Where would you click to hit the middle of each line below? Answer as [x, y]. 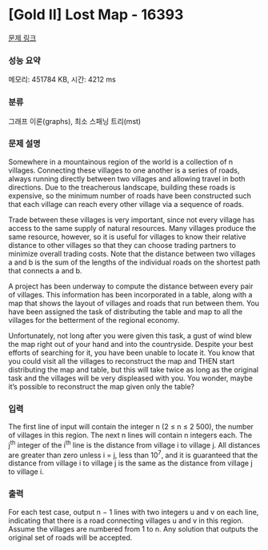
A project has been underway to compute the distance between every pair [131, 286]
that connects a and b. [45, 270]
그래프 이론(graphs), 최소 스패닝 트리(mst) [75, 121]
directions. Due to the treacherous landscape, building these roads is [122, 187]
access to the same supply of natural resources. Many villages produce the [132, 228]
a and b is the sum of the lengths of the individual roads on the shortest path [134, 262]
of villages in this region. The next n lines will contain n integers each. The [130, 435]
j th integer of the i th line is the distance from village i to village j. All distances [134, 444]
